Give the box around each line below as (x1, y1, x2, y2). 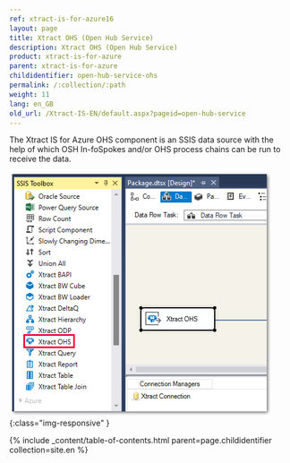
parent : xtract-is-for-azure (9, 62, 118, 71)
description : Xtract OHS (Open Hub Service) (9, 43, 178, 52)
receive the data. (9, 153, 72, 165)
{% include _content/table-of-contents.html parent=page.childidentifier (9, 435, 272, 446)
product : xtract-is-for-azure (9, 52, 123, 62)
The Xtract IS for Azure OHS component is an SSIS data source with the (9, 134, 275, 145)
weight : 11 (9, 90, 50, 99)
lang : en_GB (9, 99, 54, 108)
